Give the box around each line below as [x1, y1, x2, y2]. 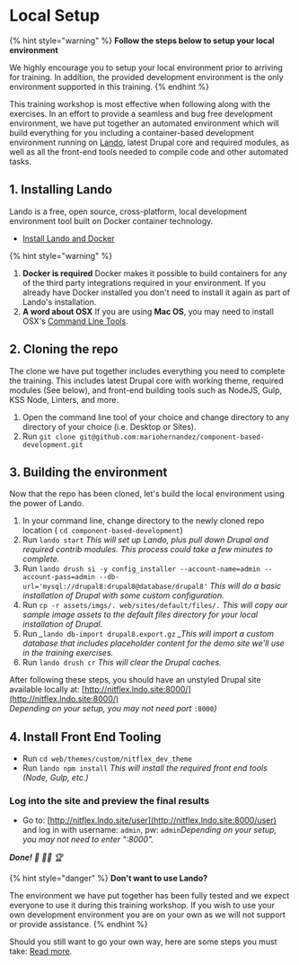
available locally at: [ [9, 684, 85, 695]
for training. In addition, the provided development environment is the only [9, 71, 284, 82]
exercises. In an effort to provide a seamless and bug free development [9, 108, 274, 119]
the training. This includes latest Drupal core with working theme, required [9, 375, 285, 386]
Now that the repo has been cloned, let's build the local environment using [9, 488, 285, 499]
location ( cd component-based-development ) [22, 525, 184, 536]
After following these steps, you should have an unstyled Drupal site [9, 675, 262, 685]
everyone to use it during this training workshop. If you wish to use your [9, 900, 276, 911]
